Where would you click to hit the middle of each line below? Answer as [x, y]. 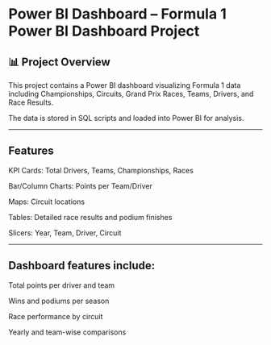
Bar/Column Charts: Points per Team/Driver [81, 185]
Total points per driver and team [62, 285]
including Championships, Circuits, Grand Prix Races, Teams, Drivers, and [131, 94]
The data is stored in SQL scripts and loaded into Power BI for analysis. [126, 118]
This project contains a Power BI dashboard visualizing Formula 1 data [125, 85]
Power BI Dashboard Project [104, 31]
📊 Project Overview [59, 62]
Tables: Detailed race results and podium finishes [90, 217]
